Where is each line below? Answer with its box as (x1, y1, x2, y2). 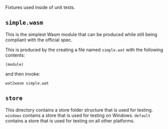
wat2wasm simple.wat (5, 81, 50, 86)
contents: (5, 52, 26, 58)
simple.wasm (5, 19, 43, 27)
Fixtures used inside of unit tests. (5, 5, 76, 10)
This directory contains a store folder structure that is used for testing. (5, 107, 153, 113)
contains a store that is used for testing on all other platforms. (5, 117, 135, 124)
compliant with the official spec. (5, 37, 73, 43)
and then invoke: (5, 71, 40, 77)
